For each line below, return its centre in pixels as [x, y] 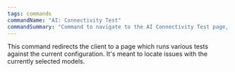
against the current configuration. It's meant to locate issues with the [108, 54]
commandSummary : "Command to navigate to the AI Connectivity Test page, [118, 27]
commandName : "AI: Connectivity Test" [64, 20]
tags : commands [30, 14]
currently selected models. [46, 62]
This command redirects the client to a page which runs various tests [108, 47]
